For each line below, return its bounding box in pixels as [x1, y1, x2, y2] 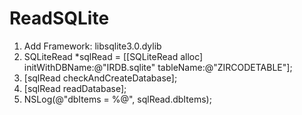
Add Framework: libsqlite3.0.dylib [23, 40, 162, 52]
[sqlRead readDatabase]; [23, 82, 127, 94]
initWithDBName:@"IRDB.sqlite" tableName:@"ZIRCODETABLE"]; [23, 61, 293, 73]
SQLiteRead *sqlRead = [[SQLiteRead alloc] [23, 50, 204, 62]
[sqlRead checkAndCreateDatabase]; [23, 72, 178, 84]
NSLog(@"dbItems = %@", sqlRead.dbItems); [23, 93, 212, 105]
